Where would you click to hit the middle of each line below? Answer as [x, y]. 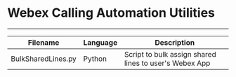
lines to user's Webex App [167, 63]
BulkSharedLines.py [44, 59]
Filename [44, 42]
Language [100, 42]
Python [95, 59]
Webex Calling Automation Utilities [111, 13]
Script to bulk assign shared [170, 54]
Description [175, 42]
